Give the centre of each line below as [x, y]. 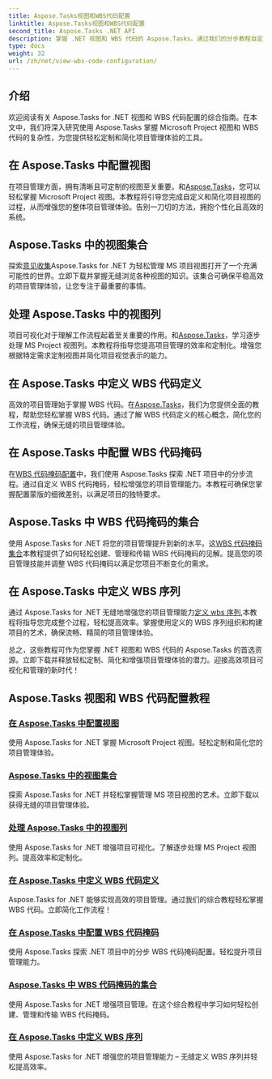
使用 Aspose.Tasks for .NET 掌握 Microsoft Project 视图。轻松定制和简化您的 [136, 743]
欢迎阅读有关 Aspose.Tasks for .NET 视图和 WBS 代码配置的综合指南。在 [130, 117]
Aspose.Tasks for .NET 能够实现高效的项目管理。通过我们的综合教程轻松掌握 [136, 899]
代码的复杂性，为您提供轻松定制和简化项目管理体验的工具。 [108, 137]
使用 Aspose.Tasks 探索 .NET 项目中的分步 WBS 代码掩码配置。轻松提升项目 [136, 952]
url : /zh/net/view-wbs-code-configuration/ [83, 62]
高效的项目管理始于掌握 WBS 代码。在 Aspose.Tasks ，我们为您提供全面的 [130, 404]
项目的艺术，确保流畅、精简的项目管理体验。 [83, 632]
